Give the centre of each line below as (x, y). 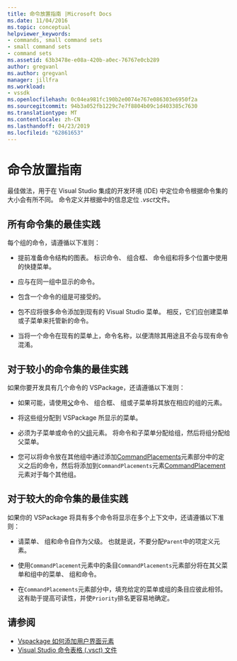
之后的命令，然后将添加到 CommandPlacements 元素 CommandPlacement (125, 465)
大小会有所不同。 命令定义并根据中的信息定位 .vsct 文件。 (91, 200)
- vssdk (19, 93)
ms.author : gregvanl (38, 73)
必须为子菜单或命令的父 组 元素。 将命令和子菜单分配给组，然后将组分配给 (124, 433)
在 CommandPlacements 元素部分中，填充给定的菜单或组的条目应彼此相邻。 (122, 589)
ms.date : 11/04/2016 (38, 21)
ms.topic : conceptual (39, 27)
